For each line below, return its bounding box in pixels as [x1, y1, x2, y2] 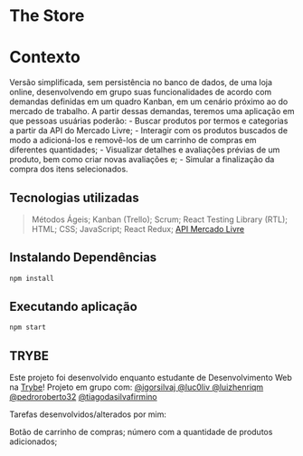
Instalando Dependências [9, 250, 157, 266]
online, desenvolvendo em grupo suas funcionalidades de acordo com [9, 87, 272, 98]
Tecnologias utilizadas [9, 189, 139, 205]
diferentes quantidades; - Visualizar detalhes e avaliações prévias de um [9, 144, 280, 155]
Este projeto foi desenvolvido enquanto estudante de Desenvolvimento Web [9, 373, 292, 383]
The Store [9, 5, 85, 26]
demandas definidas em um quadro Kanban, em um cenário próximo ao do [9, 96, 289, 107]
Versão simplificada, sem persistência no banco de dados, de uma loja [9, 77, 273, 88]
